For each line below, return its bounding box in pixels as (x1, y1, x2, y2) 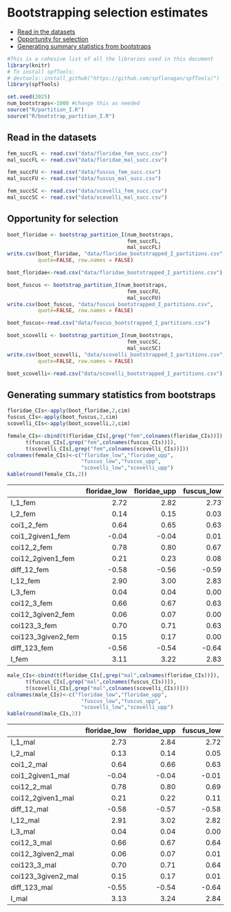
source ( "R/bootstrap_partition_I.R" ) (7, 112, 115, 120)
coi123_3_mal (10, 860, 57, 870)
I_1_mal (10, 737, 36, 747)
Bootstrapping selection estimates (7, 5, 208, 21)
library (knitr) (7, 62, 51, 69)
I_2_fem (10, 509, 36, 519)
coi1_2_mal (10, 760, 48, 770)
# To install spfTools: (7, 68, 76, 75)
